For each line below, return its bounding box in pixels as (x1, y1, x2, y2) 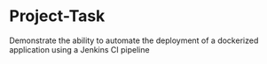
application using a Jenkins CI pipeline (9, 44, 150, 54)
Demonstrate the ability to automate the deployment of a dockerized (9, 35, 259, 46)
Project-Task (9, 6, 106, 26)
